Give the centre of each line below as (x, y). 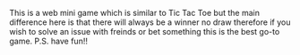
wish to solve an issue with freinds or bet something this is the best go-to (145, 31)
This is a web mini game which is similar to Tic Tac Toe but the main (134, 13)
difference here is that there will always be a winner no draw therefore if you (150, 22)
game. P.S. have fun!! (48, 41)
